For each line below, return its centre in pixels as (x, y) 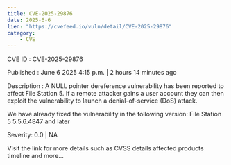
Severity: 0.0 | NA (32, 135)
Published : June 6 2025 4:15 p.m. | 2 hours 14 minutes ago (92, 73)
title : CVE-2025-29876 (40, 14)
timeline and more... (36, 156)
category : (22, 33)
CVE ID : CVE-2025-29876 (45, 59)
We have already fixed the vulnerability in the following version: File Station (114, 114)
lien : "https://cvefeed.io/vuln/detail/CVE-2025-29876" (89, 26)
